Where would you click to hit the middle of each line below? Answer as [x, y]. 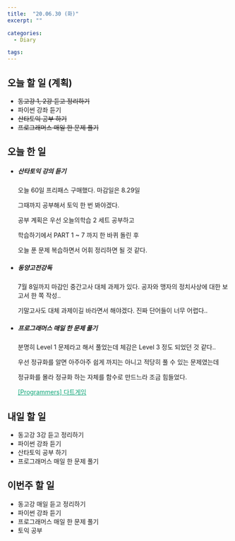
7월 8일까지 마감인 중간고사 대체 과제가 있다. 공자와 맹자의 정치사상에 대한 [119, 287]
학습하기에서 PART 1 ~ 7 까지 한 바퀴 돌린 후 [78, 235]
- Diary [25, 39]
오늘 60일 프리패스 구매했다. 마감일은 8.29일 [79, 190]
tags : [15, 53]
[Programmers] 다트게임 [52, 392]
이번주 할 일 [31, 486]
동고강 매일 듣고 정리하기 [52, 504]
